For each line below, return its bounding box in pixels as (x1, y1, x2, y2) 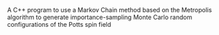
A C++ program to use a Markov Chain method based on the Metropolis (7, 6, 213, 14)
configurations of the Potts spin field (7, 21, 112, 28)
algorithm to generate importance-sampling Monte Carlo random (7, 13, 193, 21)
